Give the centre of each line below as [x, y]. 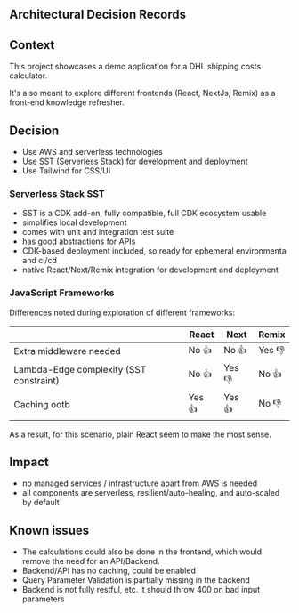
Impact [29, 462]
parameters [43, 599]
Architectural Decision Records [98, 15]
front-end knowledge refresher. [67, 102]
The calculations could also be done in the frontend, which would [142, 552]
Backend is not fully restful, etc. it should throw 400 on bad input [141, 590]
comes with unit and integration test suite [98, 232]
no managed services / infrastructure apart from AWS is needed [140, 483]
